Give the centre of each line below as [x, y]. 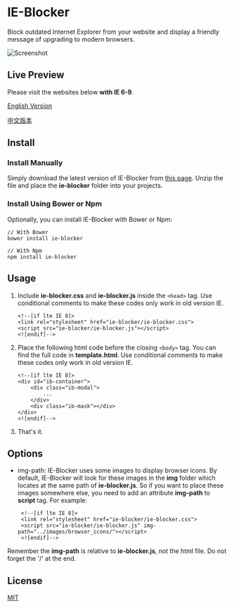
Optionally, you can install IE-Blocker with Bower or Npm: [90, 219]
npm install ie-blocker [42, 257]
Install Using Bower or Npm [55, 204]
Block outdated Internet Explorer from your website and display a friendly [113, 32]
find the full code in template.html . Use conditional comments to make [120, 355]
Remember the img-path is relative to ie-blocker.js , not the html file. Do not [117, 551]
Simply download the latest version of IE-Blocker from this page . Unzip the [115, 178]
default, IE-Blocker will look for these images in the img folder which [116, 478]
